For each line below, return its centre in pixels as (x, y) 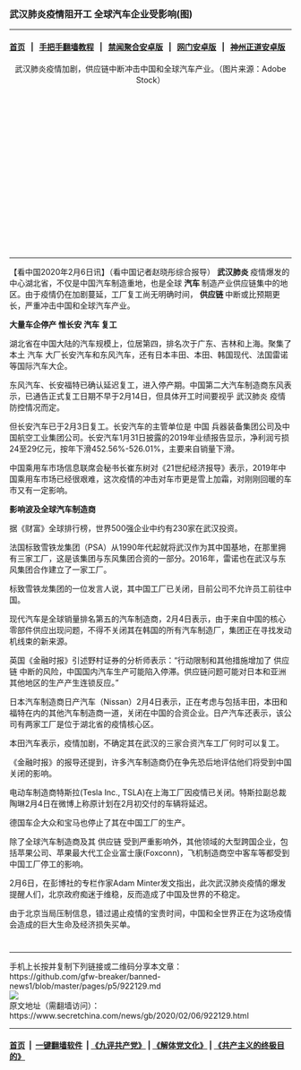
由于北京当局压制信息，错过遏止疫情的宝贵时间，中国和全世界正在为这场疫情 (150, 913)
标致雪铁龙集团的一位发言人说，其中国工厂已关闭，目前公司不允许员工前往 (146, 588)
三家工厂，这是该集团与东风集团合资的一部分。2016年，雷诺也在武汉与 (147, 558)
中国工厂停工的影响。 (48, 864)
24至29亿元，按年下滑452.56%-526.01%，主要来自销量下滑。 (125, 449)
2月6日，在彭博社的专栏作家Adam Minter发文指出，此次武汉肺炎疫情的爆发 (148, 883)
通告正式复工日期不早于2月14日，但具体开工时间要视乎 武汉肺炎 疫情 (159, 396)
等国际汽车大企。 (41, 365)
